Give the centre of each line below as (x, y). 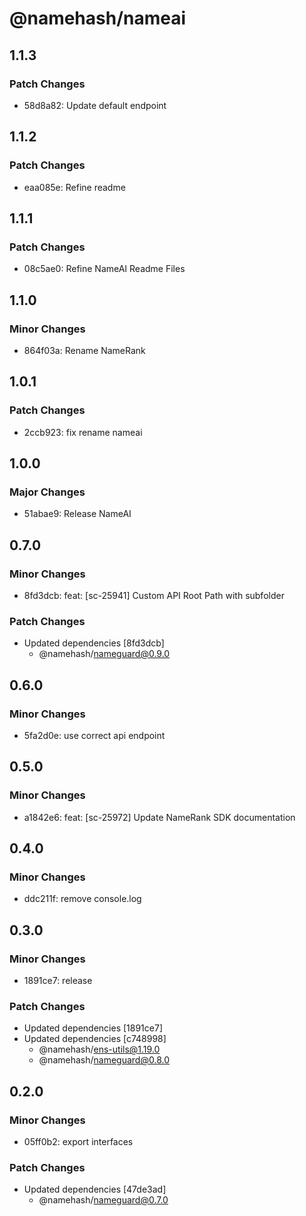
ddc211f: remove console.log (82, 899)
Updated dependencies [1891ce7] (93, 1028)
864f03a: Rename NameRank (84, 350)
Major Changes (47, 492)
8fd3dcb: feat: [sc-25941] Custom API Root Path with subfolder (154, 595)
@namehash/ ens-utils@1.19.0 (99, 1049)
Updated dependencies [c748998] (95, 1039)
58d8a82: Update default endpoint (95, 105)
